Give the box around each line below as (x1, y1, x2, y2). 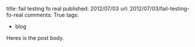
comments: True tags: (24, 11, 79, 18)
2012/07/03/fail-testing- (129, 5, 190, 12)
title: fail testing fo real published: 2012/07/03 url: (6, 5, 129, 12)
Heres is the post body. (6, 35, 65, 41)
